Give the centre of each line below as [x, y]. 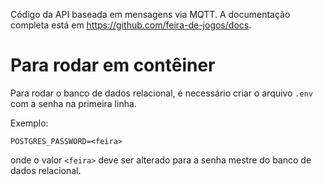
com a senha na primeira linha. [73, 103]
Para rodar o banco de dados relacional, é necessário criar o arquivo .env [161, 93]
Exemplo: [29, 123]
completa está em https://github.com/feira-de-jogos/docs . [131, 25]
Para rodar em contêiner [113, 65]
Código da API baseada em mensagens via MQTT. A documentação [150, 14]
